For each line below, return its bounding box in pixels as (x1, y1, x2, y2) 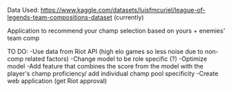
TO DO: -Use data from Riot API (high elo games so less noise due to (7, 48, 204, 55)
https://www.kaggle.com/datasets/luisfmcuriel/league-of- (40, 6, 206, 14)
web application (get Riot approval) (7, 77, 107, 85)
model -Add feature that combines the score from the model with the (7, 62, 204, 70)
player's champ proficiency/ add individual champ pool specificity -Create (7, 69, 219, 77)
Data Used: (7, 6, 39, 14)
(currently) (114, 13, 144, 21)
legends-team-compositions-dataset (7, 13, 113, 21)
